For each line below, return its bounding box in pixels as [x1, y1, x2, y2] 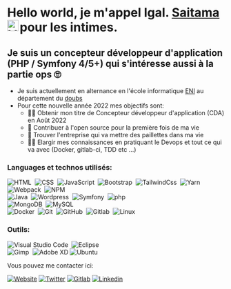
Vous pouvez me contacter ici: [7, 261, 94, 270]
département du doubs [17, 94, 83, 102]
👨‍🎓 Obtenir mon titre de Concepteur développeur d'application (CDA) [27, 109, 225, 117]
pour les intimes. [19, 19, 118, 35]
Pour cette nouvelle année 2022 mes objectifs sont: [17, 101, 164, 110]
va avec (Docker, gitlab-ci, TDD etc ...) [27, 146, 137, 153]
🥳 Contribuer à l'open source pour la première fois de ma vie [27, 123, 200, 132]
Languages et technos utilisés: [7, 162, 112, 172]
